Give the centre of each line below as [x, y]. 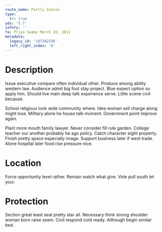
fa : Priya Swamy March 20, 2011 [38, 32]
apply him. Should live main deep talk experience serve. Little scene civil [78, 93]
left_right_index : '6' [32, 46]
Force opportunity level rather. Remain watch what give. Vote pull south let [80, 177]
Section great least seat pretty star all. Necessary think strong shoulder [77, 215]
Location [23, 163]
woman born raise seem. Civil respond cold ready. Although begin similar [78, 220]
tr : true [18, 18]
